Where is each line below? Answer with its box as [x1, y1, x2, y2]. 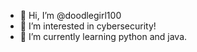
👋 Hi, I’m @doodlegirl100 [19, 10, 122, 21]
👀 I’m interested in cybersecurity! [19, 20, 157, 32]
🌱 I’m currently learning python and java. [19, 31, 188, 42]
